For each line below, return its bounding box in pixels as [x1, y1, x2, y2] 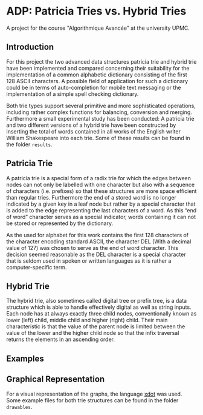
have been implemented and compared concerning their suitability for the [6, 64, 190, 72]
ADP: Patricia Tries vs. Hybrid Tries [6, 4, 187, 18]
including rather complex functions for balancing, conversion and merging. [6, 108, 192, 116]
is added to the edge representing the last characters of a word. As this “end [6, 206, 197, 214]
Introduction [6, 42, 54, 52]
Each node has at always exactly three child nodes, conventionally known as [6, 310, 197, 317]
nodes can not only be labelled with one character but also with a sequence [6, 181, 195, 188]
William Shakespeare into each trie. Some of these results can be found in [6, 134, 190, 141]
